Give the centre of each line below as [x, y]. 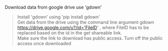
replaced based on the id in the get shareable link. [70, 33]
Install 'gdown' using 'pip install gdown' [58, 17]
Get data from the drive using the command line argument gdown [86, 22]
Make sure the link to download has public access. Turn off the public [90, 38]
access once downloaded [44, 43]
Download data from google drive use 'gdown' [53, 7]
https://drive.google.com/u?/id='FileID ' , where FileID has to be [83, 27]
